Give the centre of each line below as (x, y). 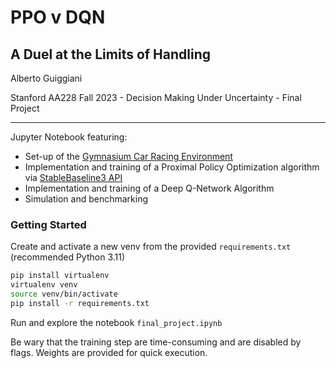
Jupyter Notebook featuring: (69, 137)
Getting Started (48, 224)
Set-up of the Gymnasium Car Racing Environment (128, 156)
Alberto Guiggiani (46, 78)
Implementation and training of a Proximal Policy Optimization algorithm (172, 167)
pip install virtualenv (60, 276)
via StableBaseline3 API (73, 177)
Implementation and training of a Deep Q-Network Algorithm (149, 188)
